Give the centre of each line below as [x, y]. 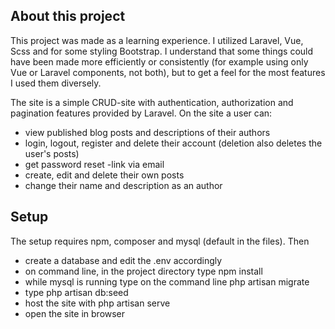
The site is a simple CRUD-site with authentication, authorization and [152, 102]
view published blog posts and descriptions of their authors [147, 132]
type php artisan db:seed [76, 292]
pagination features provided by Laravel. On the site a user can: [141, 113]
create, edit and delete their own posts [104, 175]
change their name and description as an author [123, 185]
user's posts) [52, 153]
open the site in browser [75, 313]
